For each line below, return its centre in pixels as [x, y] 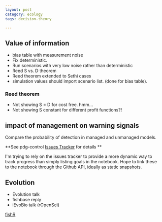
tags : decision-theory [28, 19]
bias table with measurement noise [48, 55]
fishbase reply [27, 200]
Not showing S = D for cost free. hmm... [52, 105]
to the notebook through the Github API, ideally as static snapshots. [73, 167]
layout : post [18, 10]
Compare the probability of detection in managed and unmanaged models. [81, 137]
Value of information [37, 43]
